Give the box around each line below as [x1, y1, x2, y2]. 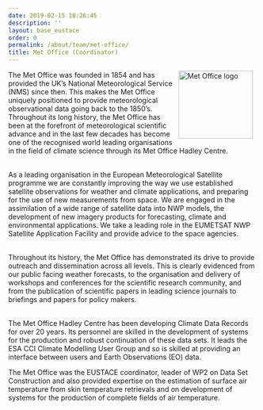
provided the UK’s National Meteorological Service [8, 79, 173, 88]
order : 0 [8, 33, 37, 42]
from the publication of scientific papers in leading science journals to [8, 286, 237, 296]
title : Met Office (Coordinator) [8, 48, 119, 56]
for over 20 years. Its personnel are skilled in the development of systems [8, 327, 249, 336]
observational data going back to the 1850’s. [8, 104, 153, 113]
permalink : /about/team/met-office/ [8, 41, 129, 49]
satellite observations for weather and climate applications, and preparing [8, 187, 249, 196]
